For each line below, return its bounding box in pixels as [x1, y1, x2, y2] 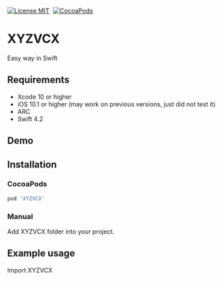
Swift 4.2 [17, 115, 43, 123]
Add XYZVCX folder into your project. [7, 227, 115, 236]
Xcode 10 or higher [17, 93, 72, 101]
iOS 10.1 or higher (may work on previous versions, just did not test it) [17, 99, 216, 108]
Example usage [7, 248, 75, 259]
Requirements [7, 74, 70, 86]
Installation [7, 159, 57, 170]
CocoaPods [7, 179, 47, 189]
